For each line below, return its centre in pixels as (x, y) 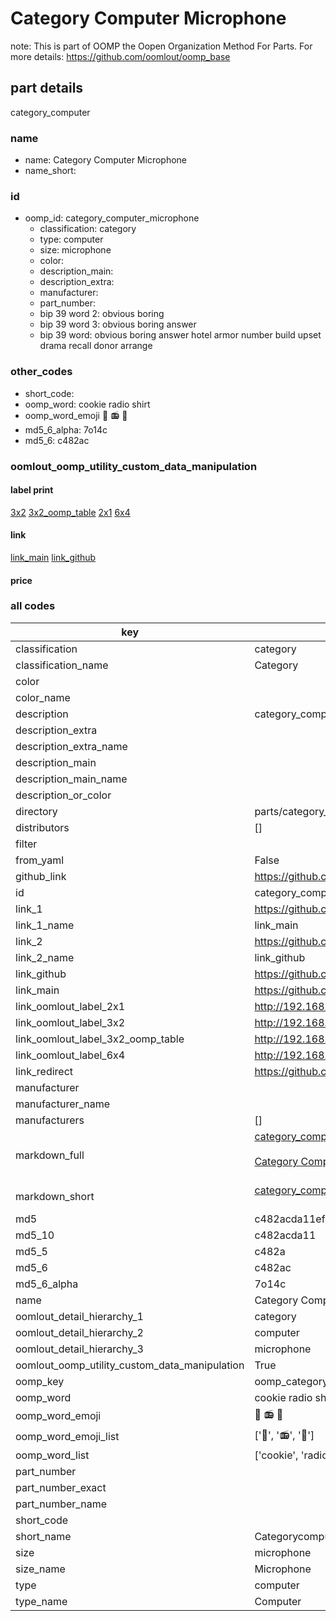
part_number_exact (61, 1487)
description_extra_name (71, 746)
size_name (40, 1569)
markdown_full (50, 1155)
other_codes (41, 372)
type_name (41, 1601)
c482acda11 (285, 1235)
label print (32, 490)
